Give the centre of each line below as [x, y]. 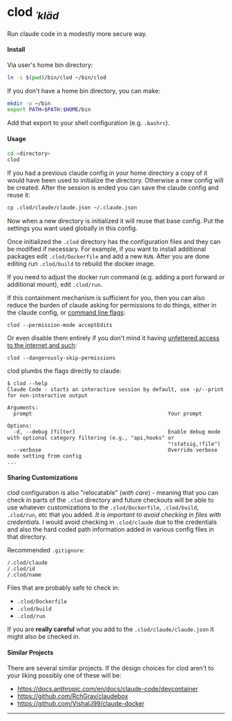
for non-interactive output [48, 396]
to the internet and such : [42, 346]
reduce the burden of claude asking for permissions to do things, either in [112, 306]
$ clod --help [28, 384]
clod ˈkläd [33, 13]
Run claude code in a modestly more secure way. [77, 34]
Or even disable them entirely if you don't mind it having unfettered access [113, 338]
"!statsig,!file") [194, 444]
